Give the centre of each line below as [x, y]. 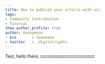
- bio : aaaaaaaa [30, 38]
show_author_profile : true [33, 28]
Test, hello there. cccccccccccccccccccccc [50, 56]
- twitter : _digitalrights [36, 42]
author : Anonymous [24, 33]
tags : [11, 14]
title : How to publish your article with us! [53, 10]
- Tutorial [16, 24]
